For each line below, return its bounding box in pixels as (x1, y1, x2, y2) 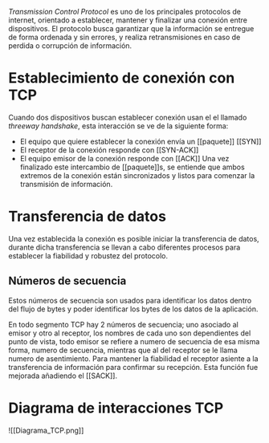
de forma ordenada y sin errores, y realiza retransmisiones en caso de (8, 32, 241, 42)
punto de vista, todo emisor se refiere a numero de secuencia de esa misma (8, 336, 260, 346)
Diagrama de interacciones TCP (8, 399, 224, 417)
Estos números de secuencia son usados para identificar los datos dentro (8, 295, 252, 305)
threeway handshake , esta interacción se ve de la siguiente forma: (8, 120, 229, 131)
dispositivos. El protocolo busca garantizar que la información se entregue (8, 24, 255, 33)
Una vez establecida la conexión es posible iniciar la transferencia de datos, (8, 234, 259, 243)
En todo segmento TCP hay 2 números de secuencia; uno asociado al (8, 319, 238, 329)
